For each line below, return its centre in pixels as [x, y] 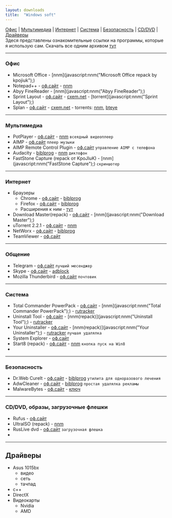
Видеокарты [26, 500]
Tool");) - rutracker [33, 322]
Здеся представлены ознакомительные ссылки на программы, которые [84, 40]
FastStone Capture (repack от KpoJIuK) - [56, 159]
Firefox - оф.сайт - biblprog [49, 204]
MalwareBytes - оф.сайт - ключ [47, 389]
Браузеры [24, 193]
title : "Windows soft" [31, 15]
